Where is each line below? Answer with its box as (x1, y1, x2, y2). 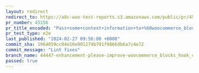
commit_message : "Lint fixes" (5, 47, 81, 53)
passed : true (5, 58, 38, 64)
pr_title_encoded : (5, 25, 51, 31)
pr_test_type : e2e (5, 31, 51, 36)
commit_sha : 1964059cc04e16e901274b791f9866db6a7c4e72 (5, 42, 144, 48)
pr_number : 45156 (5, 19, 49, 25)
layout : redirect (5, 8, 49, 15)
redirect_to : (5, 14, 38, 20)
